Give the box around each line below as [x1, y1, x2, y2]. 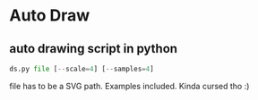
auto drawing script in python [9, 41, 177, 56]
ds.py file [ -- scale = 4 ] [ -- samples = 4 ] [9, 64, 154, 73]
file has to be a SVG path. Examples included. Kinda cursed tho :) [9, 80, 250, 91]
